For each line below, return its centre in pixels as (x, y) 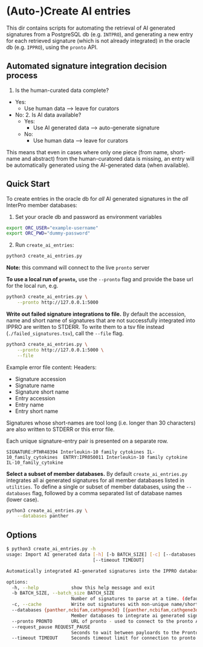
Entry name (29, 405)
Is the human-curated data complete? (62, 90)
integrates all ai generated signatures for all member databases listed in (95, 480)
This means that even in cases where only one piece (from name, (88, 152)
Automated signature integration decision (87, 66)
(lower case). (23, 499)
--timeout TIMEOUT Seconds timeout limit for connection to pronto (104, 638)
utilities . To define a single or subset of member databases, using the (96, 486)
